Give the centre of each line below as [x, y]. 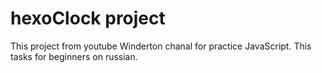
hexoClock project [88, 18]
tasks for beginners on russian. [74, 56]
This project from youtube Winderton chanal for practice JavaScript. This [161, 46]
